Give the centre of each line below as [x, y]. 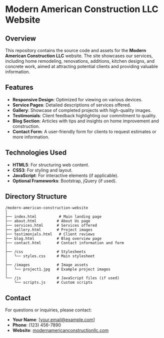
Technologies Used [36, 153]
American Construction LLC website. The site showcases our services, [79, 56]
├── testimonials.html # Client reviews [50, 234]
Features [19, 88]
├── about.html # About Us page [48, 221]
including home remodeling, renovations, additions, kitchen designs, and [80, 61]
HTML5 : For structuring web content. [51, 164]
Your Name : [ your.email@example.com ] [53, 320]
